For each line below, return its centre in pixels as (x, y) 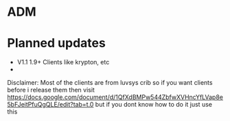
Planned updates (57, 43)
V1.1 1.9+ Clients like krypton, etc (63, 62)
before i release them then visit (51, 90)
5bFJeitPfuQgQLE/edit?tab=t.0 (50, 105)
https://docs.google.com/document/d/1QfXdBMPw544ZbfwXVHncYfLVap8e (115, 97)
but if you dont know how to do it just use (154, 105)
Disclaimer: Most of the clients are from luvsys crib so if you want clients (110, 83)
